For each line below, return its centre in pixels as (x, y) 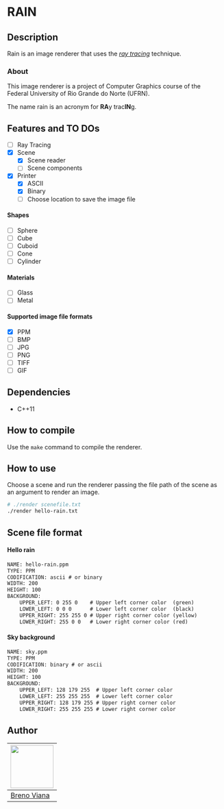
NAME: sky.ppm (27, 651)
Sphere (27, 230)
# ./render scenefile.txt (44, 505)
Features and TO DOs (53, 128)
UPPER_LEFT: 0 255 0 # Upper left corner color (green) (107, 603)
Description (33, 37)
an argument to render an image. (53, 492)
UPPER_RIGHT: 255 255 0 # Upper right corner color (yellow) (108, 615)
